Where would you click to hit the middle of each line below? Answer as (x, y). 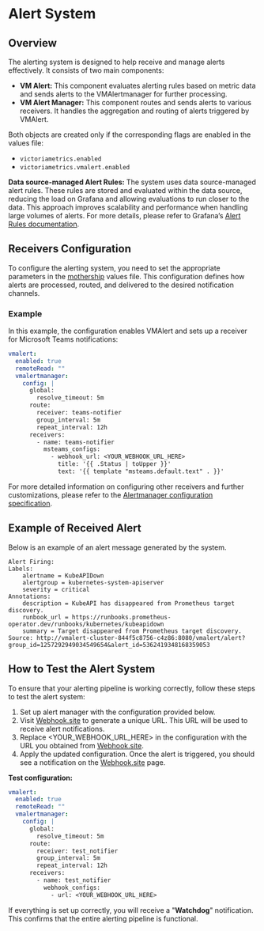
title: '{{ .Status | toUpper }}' (115, 464)
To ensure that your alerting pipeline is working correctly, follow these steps (132, 688)
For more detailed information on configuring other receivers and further (126, 486)
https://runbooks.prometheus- (121, 617)
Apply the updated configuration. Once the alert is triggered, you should (137, 754)
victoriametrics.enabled (60, 159)
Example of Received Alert (75, 528)
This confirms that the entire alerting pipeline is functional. (103, 918)
